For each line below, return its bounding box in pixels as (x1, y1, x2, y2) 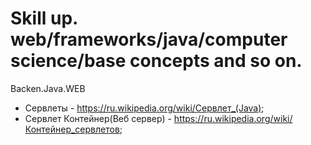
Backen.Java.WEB (10, 82, 86, 94)
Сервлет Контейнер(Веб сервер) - (24, 112, 172, 124)
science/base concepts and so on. (10, 50, 303, 72)
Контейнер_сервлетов (24, 123, 120, 135)
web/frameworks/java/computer (10, 28, 288, 51)
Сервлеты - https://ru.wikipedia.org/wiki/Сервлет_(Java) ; (24, 102, 265, 114)
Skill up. (10, 7, 78, 30)
